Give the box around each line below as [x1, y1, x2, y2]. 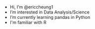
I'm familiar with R [9, 19, 47, 25]
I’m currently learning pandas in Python [9, 14, 91, 20]
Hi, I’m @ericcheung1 [9, 4, 53, 10]
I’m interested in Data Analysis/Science [9, 9, 90, 15]
